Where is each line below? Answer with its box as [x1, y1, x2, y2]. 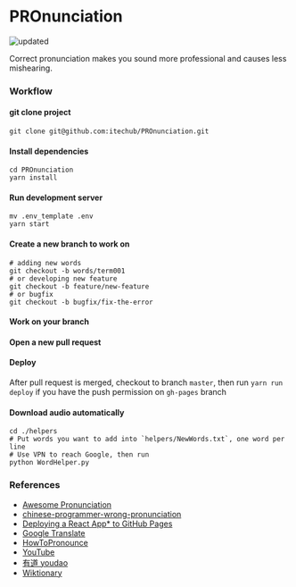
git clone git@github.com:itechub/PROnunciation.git [9, 127, 210, 136]
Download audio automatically [9, 407, 125, 417]
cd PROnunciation [9, 165, 74, 175]
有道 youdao [21, 557, 69, 568]
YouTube [21, 547, 55, 558]
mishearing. [9, 63, 53, 73]
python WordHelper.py [9, 458, 90, 467]
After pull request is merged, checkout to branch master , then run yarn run [9, 377, 284, 388]
